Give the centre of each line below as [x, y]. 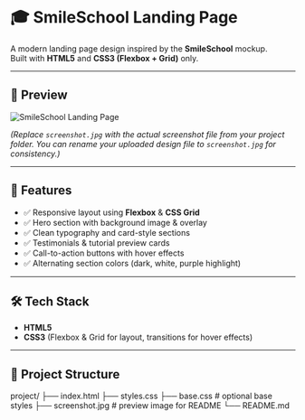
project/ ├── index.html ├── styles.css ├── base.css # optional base [141, 396]
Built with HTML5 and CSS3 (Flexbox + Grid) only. [105, 58]
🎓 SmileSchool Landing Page [124, 18]
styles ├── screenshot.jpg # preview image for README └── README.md [150, 406]
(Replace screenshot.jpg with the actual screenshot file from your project [148, 134]
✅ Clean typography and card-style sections [107, 232]
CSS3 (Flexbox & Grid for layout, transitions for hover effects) [138, 337]
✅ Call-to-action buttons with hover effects [104, 253]
